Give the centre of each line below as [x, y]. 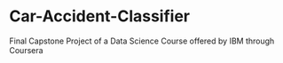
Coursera [26, 50]
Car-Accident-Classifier [100, 16]
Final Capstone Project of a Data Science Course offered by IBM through [142, 41]
